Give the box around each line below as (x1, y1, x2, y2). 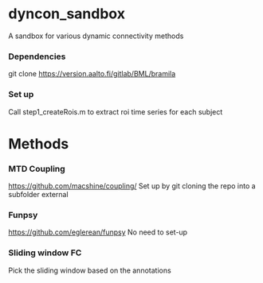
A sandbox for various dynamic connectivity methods (8, 31, 184, 41)
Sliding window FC (8, 247, 82, 258)
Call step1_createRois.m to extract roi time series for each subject (8, 107, 223, 116)
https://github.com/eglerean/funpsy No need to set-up (8, 227, 188, 237)
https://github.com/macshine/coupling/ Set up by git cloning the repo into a (8, 181, 257, 191)
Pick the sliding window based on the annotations (8, 266, 171, 275)
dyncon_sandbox (8, 5, 126, 23)
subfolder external (8, 190, 69, 200)
